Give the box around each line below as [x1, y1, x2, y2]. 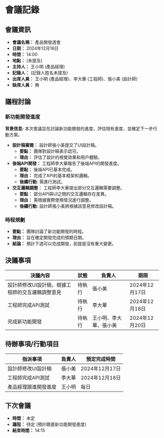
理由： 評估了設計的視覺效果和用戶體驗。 [19, 154, 102, 160]
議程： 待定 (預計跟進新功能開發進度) [12, 421, 86, 427]
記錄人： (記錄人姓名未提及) [12, 70, 68, 76]
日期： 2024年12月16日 [12, 45, 59, 51]
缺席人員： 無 [12, 82, 40, 88]
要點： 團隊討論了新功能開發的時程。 [12, 228, 86, 234]
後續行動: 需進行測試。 [19, 179, 65, 185]
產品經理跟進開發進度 [7, 383, 57, 390]
